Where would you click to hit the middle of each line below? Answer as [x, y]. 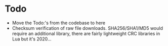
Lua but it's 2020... [32, 39]
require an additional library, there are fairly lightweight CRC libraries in [86, 33]
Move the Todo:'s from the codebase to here [59, 23]
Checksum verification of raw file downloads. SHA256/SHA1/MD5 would [87, 28]
